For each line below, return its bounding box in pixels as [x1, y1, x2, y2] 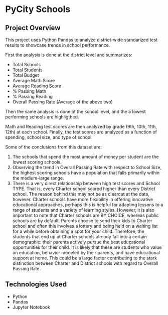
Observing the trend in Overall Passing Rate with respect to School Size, [12, 165, 162, 170]
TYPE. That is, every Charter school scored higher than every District [12, 186, 155, 192]
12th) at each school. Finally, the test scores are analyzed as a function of [5, 129, 157, 135]
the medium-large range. [12, 175, 64, 181]
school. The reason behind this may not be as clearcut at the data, [12, 191, 149, 197]
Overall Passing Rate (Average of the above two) [12, 99, 113, 105]
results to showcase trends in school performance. [5, 42, 110, 48]
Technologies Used [5, 280, 67, 289]
